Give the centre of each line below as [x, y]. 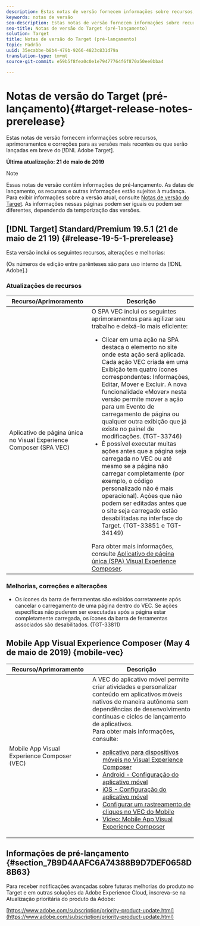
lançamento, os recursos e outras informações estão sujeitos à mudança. [96, 192]
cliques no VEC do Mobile [138, 811]
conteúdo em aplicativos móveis [137, 694]
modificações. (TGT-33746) [142, 436]
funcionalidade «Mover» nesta [144, 391]
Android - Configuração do [140, 774]
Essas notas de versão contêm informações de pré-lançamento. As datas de [100, 185]
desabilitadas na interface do [142, 518]
